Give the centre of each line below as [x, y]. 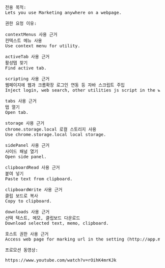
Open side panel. [26, 157]
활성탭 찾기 [16, 63]
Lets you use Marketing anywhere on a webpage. [63, 13]
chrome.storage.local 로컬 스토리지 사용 [51, 129]
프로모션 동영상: [22, 250]
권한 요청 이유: [21, 23]
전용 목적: [16, 7]
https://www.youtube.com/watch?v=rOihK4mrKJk [61, 260]
